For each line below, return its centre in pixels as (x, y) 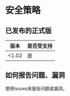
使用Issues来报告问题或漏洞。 (36, 88)
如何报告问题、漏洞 (35, 76)
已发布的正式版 (28, 31)
